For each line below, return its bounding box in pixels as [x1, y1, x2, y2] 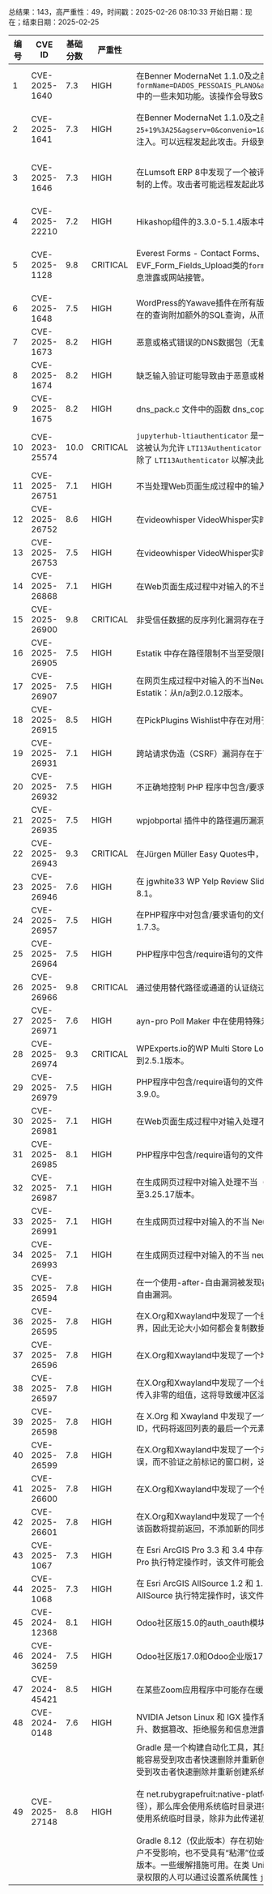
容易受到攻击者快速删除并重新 [144, 1754, 258, 1765]
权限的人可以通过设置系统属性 [144, 1871, 258, 1883]
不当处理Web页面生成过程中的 [136, 481, 251, 492]
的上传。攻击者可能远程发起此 [144, 179, 258, 190]
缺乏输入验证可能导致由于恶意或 [136, 370, 258, 381]
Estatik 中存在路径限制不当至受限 [136, 648, 261, 659]
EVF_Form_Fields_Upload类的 [136, 260, 249, 271]
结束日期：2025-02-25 [22, 17, 100, 27]
